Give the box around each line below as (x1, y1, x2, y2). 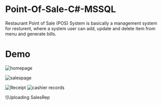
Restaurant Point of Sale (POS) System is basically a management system (5, 20, 157, 26)
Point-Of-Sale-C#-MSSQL (5, 4, 116, 15)
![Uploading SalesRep (5, 94, 50, 100)
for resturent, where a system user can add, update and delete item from (5, 25, 155, 31)
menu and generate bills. (5, 31, 57, 37)
